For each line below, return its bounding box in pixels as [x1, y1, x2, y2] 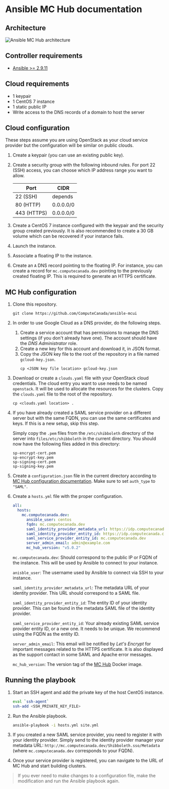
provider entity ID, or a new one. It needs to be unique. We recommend [12, 626, 160, 632]
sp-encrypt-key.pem [12, 455, 54, 460]
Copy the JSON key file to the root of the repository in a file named [20, 351, 159, 357]
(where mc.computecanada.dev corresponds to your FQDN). [12, 748, 134, 754]
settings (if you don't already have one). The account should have [20, 335, 157, 341]
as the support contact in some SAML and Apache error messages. [12, 652, 153, 657]
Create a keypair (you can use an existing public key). [12, 152, 125, 158]
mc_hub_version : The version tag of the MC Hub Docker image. [12, 661, 143, 667]
